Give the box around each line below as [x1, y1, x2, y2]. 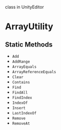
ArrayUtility [5, 21, 54, 32]
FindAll [12, 90, 28, 95]
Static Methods [5, 40, 53, 49]
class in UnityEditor [5, 4, 44, 10]
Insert [12, 106, 26, 111]
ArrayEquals [12, 65, 37, 69]
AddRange [12, 59, 30, 64]
